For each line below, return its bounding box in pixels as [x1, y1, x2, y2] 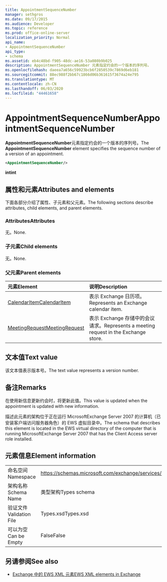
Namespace [7, 473, 36, 480]
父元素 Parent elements [5, 269, 61, 276]
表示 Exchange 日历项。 [89, 293, 145, 300]
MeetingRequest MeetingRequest [7, 324, 84, 331]
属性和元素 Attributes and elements [5, 185, 114, 194]
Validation [7, 511, 31, 518]
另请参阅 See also [5, 557, 59, 566]
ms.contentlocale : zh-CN [5, 81, 57, 86]
